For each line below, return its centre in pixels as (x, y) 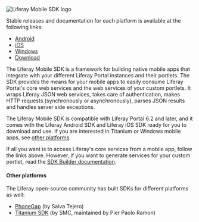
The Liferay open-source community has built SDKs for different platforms (97, 189)
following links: (24, 27)
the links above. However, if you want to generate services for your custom (98, 155)
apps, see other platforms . (39, 137)
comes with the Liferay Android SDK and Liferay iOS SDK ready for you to (97, 125)
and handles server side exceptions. (51, 107)
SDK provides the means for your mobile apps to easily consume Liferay (95, 82)
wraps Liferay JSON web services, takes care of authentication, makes (93, 94)
